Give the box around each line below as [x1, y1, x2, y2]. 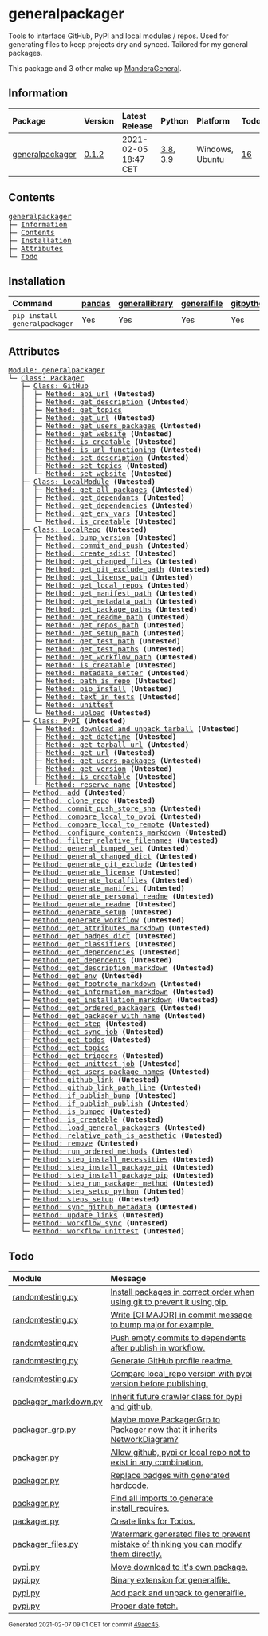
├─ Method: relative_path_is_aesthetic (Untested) [21, 1131, 223, 1140]
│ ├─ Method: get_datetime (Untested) [21, 733, 177, 741]
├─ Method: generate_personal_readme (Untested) [21, 892, 215, 901]
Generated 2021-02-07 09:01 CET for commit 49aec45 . [8, 1621, 161, 1629]
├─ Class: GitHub [21, 382, 89, 391]
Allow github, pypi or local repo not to [110, 1447, 250, 1457]
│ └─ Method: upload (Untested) [21, 709, 152, 718]
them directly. [110, 1548, 162, 1559]
